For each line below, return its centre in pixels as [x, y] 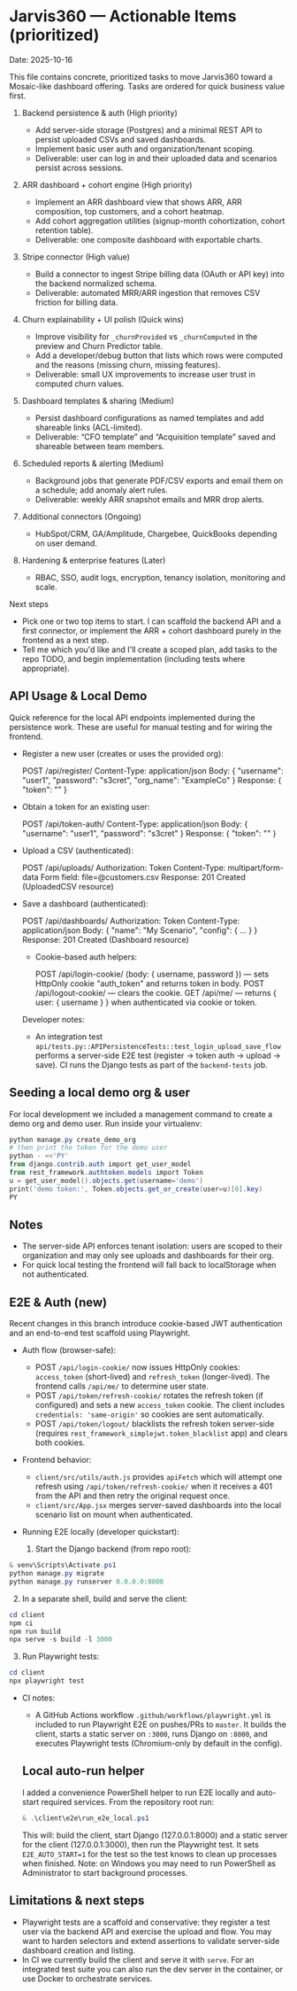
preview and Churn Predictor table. [99, 346]
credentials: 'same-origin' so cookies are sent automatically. [150, 1414]
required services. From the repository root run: [128, 1801]
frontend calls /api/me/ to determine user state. [122, 1386]
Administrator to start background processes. [105, 1872]
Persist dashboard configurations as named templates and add [149, 417]
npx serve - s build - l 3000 [61, 1640]
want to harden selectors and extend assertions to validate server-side [151, 1940]
